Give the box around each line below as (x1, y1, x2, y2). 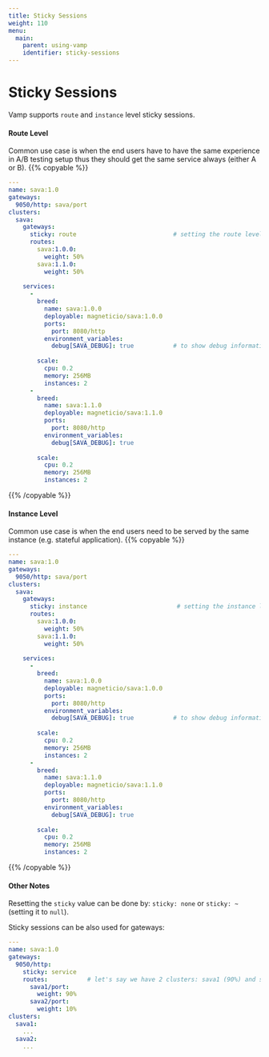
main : (15, 34, 34, 42)
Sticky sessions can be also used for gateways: (8, 923, 165, 932)
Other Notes (8, 881, 50, 891)
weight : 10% (37, 1005, 78, 1013)
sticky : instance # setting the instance (29, 603, 256, 611)
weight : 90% (37, 990, 78, 999)
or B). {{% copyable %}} (8, 163, 89, 173)
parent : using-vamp (22, 42, 88, 50)
